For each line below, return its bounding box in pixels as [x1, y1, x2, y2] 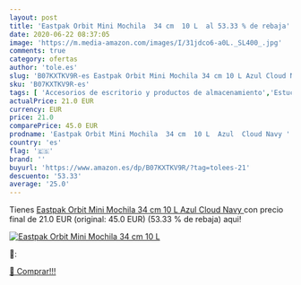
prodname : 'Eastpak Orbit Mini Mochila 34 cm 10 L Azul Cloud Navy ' [9, 130, 291, 139]
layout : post [9, 13, 58, 22]
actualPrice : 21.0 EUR [9, 96, 94, 106]
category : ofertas [9, 55, 78, 64]
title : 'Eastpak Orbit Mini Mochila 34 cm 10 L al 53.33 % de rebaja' [9, 22, 291, 30]
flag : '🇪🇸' [9, 146, 54, 155]
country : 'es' [9, 138, 63, 147]
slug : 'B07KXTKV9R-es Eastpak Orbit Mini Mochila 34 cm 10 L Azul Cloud [9, 72, 287, 81]
